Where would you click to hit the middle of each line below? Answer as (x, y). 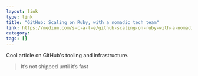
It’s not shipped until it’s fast (54, 67)
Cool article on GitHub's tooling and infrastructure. (67, 55)
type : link (19, 17)
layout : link (22, 11)
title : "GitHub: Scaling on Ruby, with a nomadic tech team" (83, 22)
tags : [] (17, 39)
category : (18, 33)
